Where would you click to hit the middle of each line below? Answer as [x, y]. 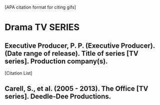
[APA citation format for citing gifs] [40, 7]
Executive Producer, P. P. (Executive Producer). [80, 46]
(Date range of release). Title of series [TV [71, 53]
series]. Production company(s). [56, 61]
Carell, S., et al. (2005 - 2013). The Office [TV [76, 89]
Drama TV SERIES [42, 27]
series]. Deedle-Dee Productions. [58, 97]
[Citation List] [19, 73]
